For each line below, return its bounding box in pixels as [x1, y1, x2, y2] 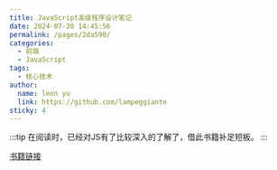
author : [9, 80, 39, 90]
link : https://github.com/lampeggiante [17, 97, 168, 107]
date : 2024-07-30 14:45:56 [9, 22, 111, 31]
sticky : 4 [9, 106, 47, 115]
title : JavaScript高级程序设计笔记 [9, 13, 133, 23]
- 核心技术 [17, 72, 53, 81]
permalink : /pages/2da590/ [9, 30, 111, 39]
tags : [9, 64, 30, 73]
